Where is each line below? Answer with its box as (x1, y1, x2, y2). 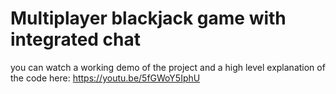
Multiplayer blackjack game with (10, 7, 287, 30)
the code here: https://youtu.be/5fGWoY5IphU (10, 72, 201, 84)
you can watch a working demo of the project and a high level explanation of (10, 61, 326, 73)
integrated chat (10, 28, 142, 51)
